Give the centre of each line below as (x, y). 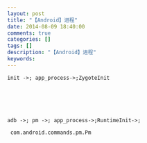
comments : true (29, 33)
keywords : (21, 59)
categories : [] (29, 40)
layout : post (26, 14)
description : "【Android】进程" (52, 53)
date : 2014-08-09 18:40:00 (46, 26)
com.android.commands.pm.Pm (51, 133)
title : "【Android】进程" (43, 20)
